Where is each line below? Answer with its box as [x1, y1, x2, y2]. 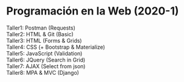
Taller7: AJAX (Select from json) [6, 62, 86, 70]
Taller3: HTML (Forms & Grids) [6, 37, 83, 44]
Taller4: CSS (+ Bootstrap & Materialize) [6, 43, 106, 51]
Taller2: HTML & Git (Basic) [6, 30, 74, 37]
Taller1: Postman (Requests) [6, 24, 75, 31]
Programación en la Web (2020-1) [6, 4, 179, 18]
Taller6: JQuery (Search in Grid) [6, 56, 86, 63]
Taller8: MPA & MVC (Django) [6, 69, 80, 76]
